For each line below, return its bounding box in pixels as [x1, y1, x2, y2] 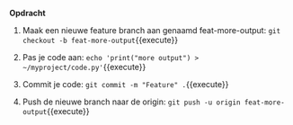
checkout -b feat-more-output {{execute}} [22, 35, 179, 45]
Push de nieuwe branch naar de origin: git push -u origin [22, 96, 241, 107]
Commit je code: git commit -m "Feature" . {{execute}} [22, 79, 229, 89]
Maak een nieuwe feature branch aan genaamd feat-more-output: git [22, 25, 281, 35]
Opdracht [9, 8, 47, 18]
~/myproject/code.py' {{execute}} [22, 62, 146, 72]
